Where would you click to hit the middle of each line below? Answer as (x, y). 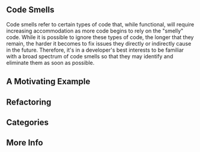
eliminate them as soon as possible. (50, 62)
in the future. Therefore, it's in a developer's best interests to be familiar (95, 50)
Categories (28, 122)
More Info (25, 143)
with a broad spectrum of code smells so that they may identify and (90, 56)
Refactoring (29, 102)
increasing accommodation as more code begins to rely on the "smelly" (95, 31)
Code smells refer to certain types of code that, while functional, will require (100, 24)
